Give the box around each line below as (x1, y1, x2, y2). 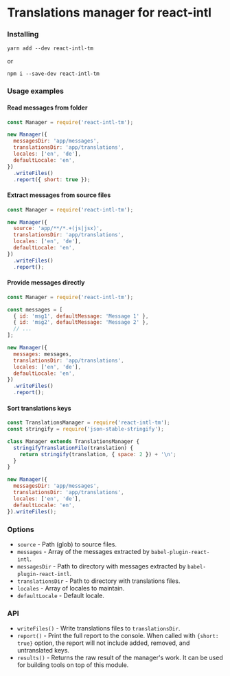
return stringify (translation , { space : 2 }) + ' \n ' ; (19, 451, 176, 458)
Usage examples (7, 86, 64, 96)
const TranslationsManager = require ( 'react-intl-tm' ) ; (7, 419, 170, 427)
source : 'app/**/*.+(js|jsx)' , (13, 225, 103, 232)
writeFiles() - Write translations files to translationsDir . (16, 624, 181, 633)
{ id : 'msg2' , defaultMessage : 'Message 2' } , (13, 319, 149, 326)
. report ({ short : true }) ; (13, 176, 91, 183)
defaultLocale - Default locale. (16, 591, 105, 600)
